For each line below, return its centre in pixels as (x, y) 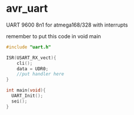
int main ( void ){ (26, 90)
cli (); (25, 63)
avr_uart (27, 9)
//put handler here (41, 74)
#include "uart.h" (29, 47)
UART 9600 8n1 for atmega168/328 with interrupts (67, 25)
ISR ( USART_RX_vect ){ (31, 58)
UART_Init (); (27, 96)
